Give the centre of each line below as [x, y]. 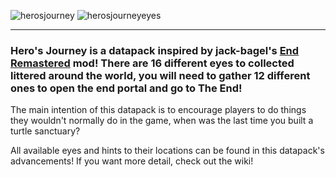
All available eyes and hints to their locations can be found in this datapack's [167, 151]
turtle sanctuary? [45, 131]
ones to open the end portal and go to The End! [126, 88]
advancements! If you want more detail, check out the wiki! [132, 161]
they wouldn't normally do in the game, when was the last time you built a [162, 121]
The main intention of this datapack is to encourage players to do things [158, 110]
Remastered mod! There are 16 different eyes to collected [152, 63]
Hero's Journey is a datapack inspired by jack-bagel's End [155, 50]
